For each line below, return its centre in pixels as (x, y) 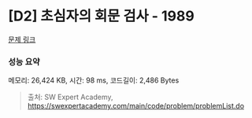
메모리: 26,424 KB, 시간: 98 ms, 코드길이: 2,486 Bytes (94, 80)
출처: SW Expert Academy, (70, 97)
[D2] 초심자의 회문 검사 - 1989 (101, 16)
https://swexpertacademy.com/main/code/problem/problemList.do (136, 106)
